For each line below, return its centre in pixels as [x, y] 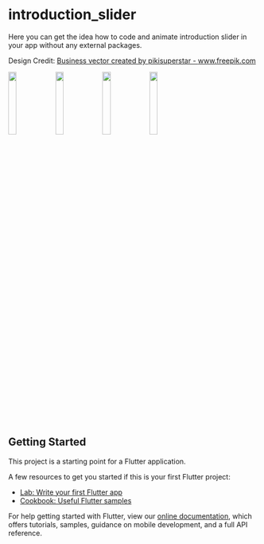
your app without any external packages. [75, 45]
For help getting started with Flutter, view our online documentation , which [130, 516]
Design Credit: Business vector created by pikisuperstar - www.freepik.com [132, 61]
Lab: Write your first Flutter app [71, 492]
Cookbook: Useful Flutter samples [76, 500]
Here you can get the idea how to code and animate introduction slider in [128, 37]
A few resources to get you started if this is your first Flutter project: [119, 476]
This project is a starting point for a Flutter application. [97, 461]
